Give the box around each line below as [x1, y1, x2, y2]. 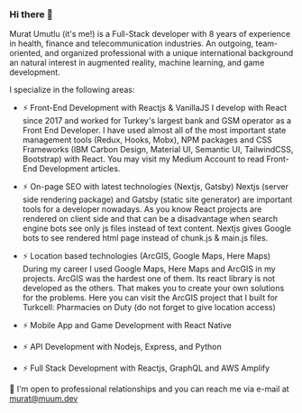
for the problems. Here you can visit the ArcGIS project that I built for [22, 292, 279, 303]
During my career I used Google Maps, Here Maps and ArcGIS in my [22, 263, 277, 274]
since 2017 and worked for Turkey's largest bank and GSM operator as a [22, 115, 291, 126]
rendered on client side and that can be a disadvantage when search [22, 214, 279, 225]
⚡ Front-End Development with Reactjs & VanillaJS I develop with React [22, 103, 288, 114]
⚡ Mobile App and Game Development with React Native [22, 320, 232, 331]
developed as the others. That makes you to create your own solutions [22, 283, 285, 294]
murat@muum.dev [9, 393, 78, 404]
